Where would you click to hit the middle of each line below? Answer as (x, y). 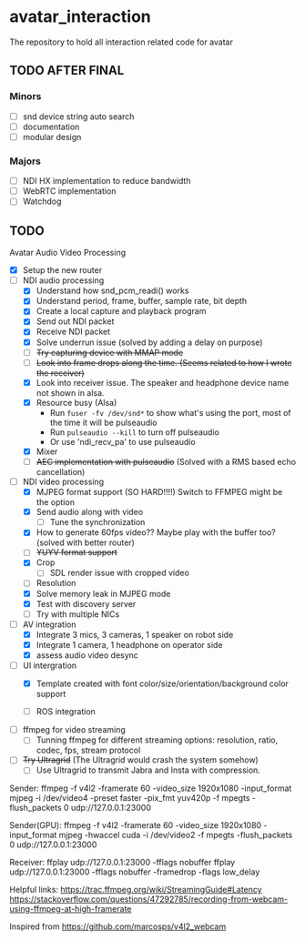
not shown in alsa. (70, 392)
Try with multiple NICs (78, 614)
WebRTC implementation (69, 191)
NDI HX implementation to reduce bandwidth (107, 181)
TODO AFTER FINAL (67, 71)
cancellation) (61, 471)
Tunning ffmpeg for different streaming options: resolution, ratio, (157, 740)
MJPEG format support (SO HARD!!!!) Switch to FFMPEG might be (159, 492)
